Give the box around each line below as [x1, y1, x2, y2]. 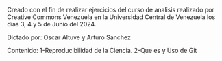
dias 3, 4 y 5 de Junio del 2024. [7, 20, 97, 28]
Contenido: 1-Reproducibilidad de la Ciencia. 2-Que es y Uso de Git [7, 47, 197, 54]
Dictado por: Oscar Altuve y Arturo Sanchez [7, 33, 132, 41]
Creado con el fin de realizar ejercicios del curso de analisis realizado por [7, 6, 214, 14]
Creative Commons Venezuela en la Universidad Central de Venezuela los [7, 13, 216, 21]
